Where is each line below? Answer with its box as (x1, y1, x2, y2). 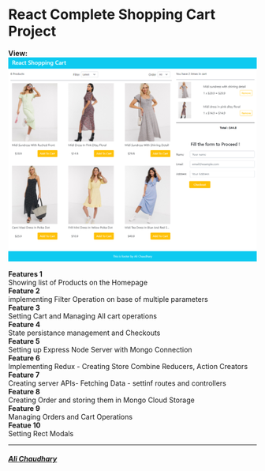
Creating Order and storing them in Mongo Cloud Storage (8, 395, 195, 405)
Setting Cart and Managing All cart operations (8, 311, 158, 321)
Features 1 (8, 269, 43, 278)
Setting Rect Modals (8, 428, 74, 438)
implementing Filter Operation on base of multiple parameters (8, 294, 209, 303)
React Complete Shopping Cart (8, 6, 216, 24)
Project (8, 22, 57, 40)
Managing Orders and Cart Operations (8, 412, 132, 421)
